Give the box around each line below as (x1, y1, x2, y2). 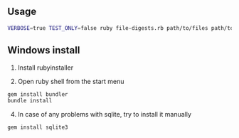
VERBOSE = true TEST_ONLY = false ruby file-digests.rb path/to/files (7, 24, 208, 31)
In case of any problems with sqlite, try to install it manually (17, 110, 192, 119)
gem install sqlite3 (7, 124, 69, 131)
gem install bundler (7, 90, 69, 98)
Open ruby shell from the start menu (17, 77, 124, 85)
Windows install (7, 44, 80, 56)
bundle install (7, 97, 53, 105)
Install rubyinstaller (17, 63, 73, 72)
